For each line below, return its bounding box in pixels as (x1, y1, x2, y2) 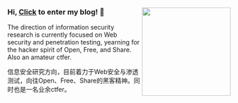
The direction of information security (7, 23, 115, 32)
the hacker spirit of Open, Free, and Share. (7, 46, 132, 54)
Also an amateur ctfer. (7, 53, 72, 61)
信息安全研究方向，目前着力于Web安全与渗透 (7, 68, 139, 76)
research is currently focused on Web (7, 30, 118, 39)
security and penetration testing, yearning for (7, 38, 140, 47)
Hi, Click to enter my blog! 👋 (7, 7, 105, 17)
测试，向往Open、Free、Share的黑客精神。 (7, 76, 135, 85)
